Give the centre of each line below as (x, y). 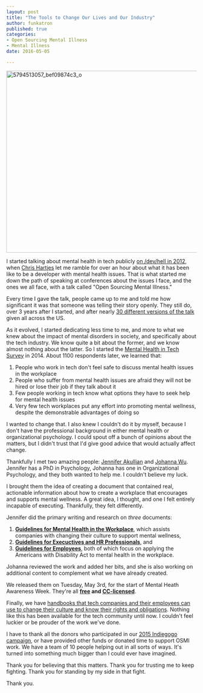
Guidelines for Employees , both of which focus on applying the (94, 548)
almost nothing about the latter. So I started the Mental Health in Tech (93, 349)
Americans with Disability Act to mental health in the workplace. (94, 555)
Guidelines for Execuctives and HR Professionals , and (84, 542)
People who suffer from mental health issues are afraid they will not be (103, 380)
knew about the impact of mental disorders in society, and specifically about (101, 336)
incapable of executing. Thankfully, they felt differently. (75, 505)
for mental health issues (45, 399)
